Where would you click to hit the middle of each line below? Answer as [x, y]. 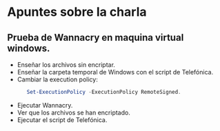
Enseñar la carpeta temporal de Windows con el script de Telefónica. [115, 72]
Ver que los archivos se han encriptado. [74, 112]
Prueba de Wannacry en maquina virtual [96, 38]
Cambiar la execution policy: [57, 79]
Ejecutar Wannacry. [45, 105]
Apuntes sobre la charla [77, 12]
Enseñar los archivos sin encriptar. [66, 65]
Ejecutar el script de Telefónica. [62, 120]
